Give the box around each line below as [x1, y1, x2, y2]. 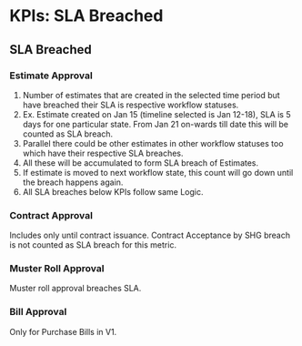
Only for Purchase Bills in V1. [9, 326, 117, 337]
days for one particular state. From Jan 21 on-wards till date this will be [22, 118, 289, 129]
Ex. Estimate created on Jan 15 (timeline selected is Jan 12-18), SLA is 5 [22, 108, 291, 119]
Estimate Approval [9, 69, 93, 82]
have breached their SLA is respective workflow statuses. [22, 99, 239, 110]
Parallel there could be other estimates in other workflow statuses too [22, 137, 284, 148]
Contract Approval [9, 209, 94, 221]
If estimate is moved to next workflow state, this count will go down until [22, 167, 294, 178]
